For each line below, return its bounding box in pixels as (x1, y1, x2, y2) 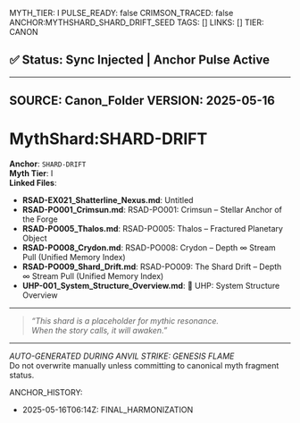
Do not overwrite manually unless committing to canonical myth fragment (9, 360, 279, 371)
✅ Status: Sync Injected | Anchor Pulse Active (9, 53, 271, 68)
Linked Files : (9, 178, 57, 189)
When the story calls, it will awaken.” (30, 326, 168, 336)
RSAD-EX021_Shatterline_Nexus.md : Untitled (21, 195, 194, 206)
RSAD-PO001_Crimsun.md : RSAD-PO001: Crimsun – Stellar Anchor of (21, 205, 283, 216)
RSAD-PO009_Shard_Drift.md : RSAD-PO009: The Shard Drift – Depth (21, 261, 282, 272)
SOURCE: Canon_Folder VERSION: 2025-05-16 (9, 93, 275, 108)
